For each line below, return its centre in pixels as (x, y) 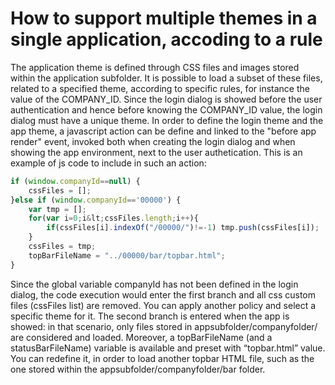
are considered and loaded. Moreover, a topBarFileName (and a (141, 337)
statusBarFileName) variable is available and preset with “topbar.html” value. (168, 348)
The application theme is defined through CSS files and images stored (155, 67)
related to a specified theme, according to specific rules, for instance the (160, 88)
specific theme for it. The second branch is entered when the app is (150, 316)
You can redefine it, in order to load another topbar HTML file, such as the (162, 358)
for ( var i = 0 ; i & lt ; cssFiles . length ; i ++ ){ (113, 218)
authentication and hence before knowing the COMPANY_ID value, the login (166, 109)
